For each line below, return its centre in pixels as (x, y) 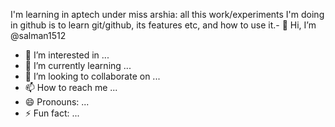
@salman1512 (38, 35)
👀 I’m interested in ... (67, 55)
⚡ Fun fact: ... (52, 113)
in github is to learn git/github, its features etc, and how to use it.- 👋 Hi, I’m (163, 25)
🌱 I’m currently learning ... (78, 65)
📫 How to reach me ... (71, 87)
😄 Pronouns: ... (57, 102)
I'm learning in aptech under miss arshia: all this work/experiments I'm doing (167, 14)
